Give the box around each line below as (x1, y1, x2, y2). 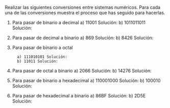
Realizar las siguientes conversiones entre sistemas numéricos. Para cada (5, 5, 161, 10)
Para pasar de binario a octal (12, 45, 73, 50)
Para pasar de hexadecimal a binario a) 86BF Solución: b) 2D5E (12, 93, 146, 98)
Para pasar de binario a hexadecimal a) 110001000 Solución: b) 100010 (12, 78, 161, 83)
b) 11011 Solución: (17, 59, 58, 64)
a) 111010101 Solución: (17, 54, 67, 59)
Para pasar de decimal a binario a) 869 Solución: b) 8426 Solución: (12, 35, 154, 41)
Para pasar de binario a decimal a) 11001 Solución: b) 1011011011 (12, 20, 146, 25)
